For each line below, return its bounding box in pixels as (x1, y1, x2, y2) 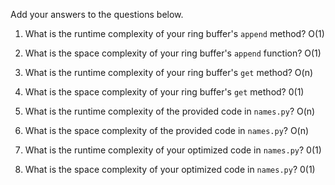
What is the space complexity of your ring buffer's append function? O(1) (24, 47, 322, 59)
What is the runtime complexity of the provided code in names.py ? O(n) (24, 105, 316, 117)
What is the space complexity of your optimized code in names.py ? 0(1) (24, 164, 316, 175)
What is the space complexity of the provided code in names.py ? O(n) (24, 125, 310, 136)
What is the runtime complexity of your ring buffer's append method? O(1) (24, 28, 325, 39)
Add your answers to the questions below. (10, 9, 184, 20)
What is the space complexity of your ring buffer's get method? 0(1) (24, 86, 305, 98)
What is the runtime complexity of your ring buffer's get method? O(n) (24, 67, 314, 78)
